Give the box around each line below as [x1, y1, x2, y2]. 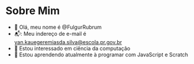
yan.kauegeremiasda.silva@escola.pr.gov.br [14, 38, 122, 45]
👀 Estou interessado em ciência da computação [14, 45, 131, 52]
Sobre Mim [5, 4, 60, 18]
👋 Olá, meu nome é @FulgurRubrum [14, 23, 102, 31]
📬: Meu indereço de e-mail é [14, 30, 86, 37]
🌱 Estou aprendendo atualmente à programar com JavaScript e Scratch [14, 51, 189, 58]
